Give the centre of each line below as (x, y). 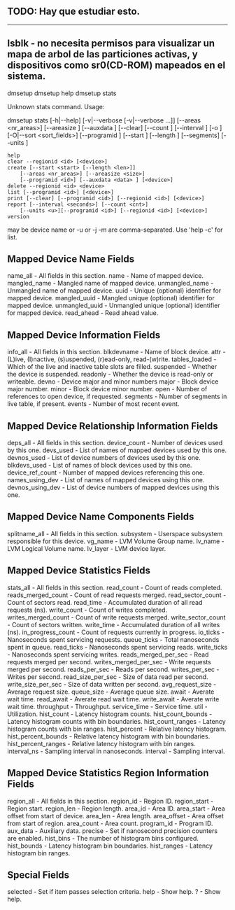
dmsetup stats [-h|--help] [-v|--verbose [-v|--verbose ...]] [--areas (104, 120)
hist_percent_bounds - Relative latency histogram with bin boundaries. (109, 736)
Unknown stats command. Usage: (56, 106)
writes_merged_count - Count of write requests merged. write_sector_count (116, 617)
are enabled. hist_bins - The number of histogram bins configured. (103, 838)
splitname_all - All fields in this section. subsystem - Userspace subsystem (115, 533)
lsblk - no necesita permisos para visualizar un (111, 44)
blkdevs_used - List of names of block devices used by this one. (100, 465)
